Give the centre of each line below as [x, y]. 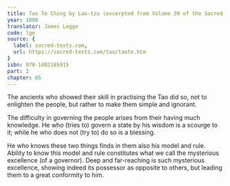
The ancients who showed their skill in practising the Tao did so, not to [107, 97]
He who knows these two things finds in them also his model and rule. [106, 146]
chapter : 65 [24, 77]
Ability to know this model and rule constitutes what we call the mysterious [113, 153]
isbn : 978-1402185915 [38, 65]
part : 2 [18, 71]
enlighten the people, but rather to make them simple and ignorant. [102, 105]
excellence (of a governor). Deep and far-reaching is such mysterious [106, 161]
